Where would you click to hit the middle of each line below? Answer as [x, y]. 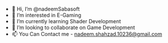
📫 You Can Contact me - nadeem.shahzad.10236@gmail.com [87, 34]
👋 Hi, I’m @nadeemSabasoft [46, 9]
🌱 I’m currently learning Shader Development [66, 21]
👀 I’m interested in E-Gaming [46, 15]
